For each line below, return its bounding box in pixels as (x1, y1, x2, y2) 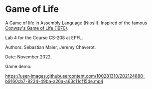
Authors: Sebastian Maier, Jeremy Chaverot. (5, 44, 96, 50)
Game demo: (5, 63, 32, 69)
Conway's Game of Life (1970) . (5, 25, 69, 31)
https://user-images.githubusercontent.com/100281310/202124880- (5, 73, 146, 79)
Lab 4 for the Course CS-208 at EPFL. (5, 35, 83, 41)
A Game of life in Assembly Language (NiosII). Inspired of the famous (5, 20, 148, 26)
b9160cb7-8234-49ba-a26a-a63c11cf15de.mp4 (5, 78, 104, 84)
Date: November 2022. (5, 53, 52, 60)
